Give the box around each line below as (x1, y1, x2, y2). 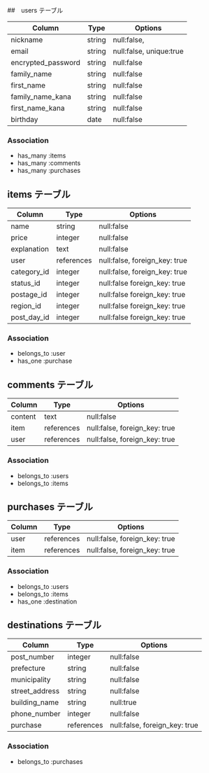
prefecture (10, 664, 45, 674)
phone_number (10, 709, 61, 719)
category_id (10, 267, 50, 277)
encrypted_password (10, 58, 80, 67)
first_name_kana (10, 104, 65, 113)
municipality (10, 675, 51, 685)
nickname (10, 35, 43, 44)
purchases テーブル (7, 501, 93, 513)
